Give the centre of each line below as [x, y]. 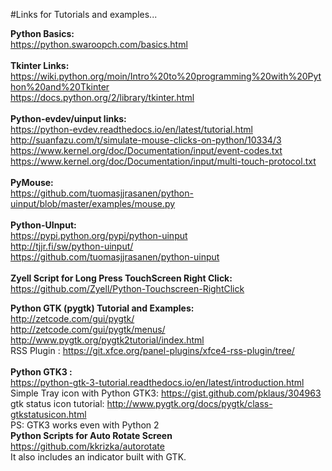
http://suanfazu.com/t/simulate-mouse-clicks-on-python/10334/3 [146, 140]
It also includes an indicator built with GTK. [98, 457]
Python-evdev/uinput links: [68, 118]
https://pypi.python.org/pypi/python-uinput [99, 235]
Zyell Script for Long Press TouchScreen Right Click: [121, 278]
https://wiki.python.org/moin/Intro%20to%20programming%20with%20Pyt [166, 76]
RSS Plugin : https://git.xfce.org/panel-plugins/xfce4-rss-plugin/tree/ [152, 350]
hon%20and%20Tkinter [60, 87]
